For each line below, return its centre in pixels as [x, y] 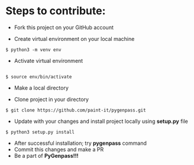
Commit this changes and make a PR [59, 149]
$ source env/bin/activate [39, 77]
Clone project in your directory [51, 99]
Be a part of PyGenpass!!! [46, 156]
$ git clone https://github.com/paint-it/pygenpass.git [76, 110]
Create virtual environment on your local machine [74, 39]
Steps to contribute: [56, 11]
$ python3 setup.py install [40, 132]
